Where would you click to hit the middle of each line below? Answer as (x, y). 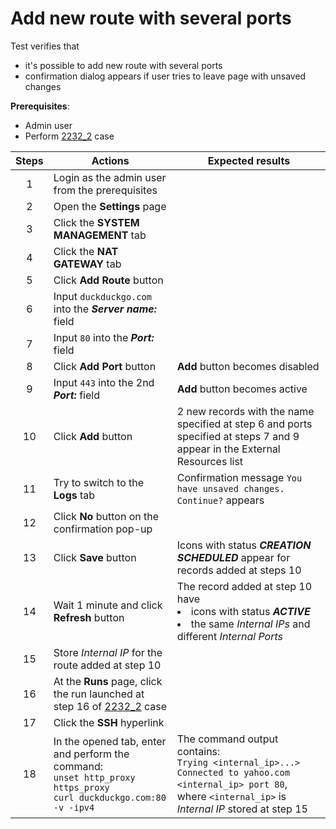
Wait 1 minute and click (108, 605)
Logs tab (74, 495)
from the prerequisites (105, 190)
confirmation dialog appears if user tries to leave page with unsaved (165, 76)
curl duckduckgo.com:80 (110, 797)
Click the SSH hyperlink (109, 722)
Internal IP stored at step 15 (242, 809)
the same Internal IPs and (250, 624)
